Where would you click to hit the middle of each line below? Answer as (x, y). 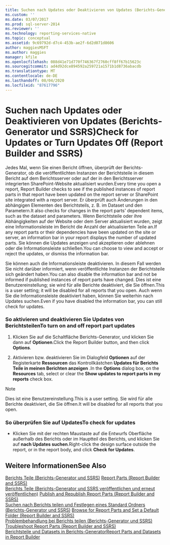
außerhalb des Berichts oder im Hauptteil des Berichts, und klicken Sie (86, 439)
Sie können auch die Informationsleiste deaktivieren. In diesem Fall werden (83, 263)
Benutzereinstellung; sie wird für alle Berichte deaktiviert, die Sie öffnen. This (85, 285)
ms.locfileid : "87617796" (32, 85)
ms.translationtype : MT (30, 71)
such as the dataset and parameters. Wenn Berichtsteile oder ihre (74, 216)
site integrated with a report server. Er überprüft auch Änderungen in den (81, 200)
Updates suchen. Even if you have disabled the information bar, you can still (84, 301)
